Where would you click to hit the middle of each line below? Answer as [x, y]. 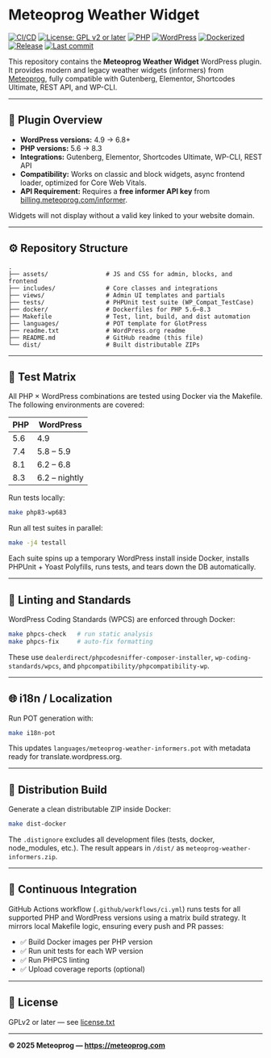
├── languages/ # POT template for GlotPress [108, 323]
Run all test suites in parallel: [56, 528]
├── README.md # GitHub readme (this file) [106, 338]
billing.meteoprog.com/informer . [73, 199]
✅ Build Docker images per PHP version [86, 942]
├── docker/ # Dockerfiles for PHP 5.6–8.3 [110, 309]
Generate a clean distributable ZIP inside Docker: [90, 809]
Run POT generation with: [51, 718]
